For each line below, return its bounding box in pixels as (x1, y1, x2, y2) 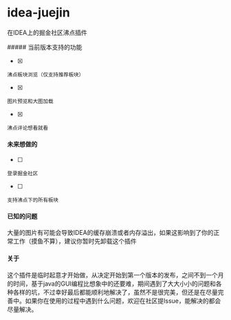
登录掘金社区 (7, 170, 38, 177)
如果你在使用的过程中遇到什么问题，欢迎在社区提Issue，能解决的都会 (25, 297, 221, 305)
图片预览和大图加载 (7, 98, 54, 104)
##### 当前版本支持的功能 (7, 43, 82, 51)
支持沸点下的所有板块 (7, 197, 58, 204)
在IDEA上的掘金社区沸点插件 (7, 28, 87, 36)
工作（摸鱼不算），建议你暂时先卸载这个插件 (12, 237, 137, 245)
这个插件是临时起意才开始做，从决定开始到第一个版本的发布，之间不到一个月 (7, 271, 224, 279)
